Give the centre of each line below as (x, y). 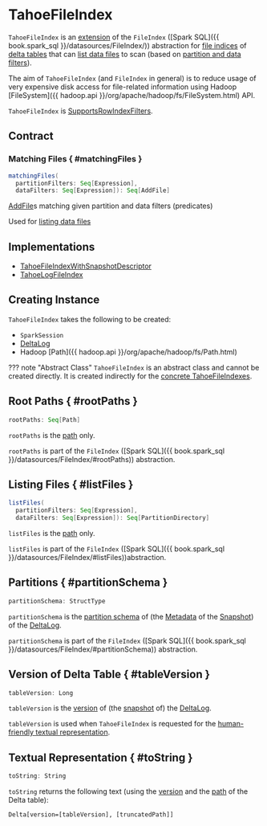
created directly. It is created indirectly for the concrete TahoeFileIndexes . (130, 376)
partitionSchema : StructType (57, 601)
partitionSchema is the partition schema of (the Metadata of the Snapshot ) (131, 616)
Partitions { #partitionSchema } (88, 583)
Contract (31, 136)
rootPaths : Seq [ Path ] (44, 419)
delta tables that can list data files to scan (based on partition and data (125, 54)
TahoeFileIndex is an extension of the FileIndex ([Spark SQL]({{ (114, 37)
